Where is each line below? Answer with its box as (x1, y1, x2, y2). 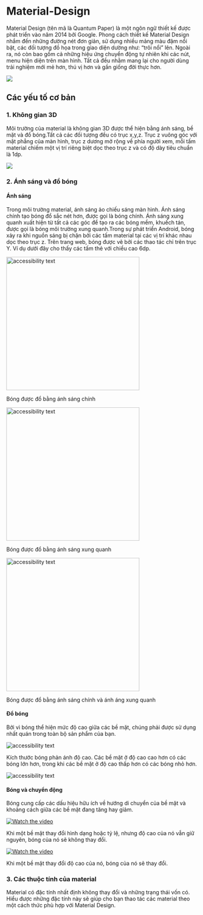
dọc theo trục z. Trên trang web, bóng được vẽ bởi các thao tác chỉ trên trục (6, 238, 197, 245)
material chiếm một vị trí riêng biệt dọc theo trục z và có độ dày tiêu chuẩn (6, 144, 193, 151)
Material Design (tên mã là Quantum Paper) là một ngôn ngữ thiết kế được (6, 24, 191, 32)
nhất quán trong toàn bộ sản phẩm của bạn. (6, 730, 116, 737)
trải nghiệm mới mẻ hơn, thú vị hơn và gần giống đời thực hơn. (6, 63, 162, 71)
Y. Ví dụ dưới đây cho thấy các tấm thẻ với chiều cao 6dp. (6, 244, 151, 252)
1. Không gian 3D (6, 111, 57, 119)
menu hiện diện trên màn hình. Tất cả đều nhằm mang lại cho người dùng (6, 57, 190, 64)
